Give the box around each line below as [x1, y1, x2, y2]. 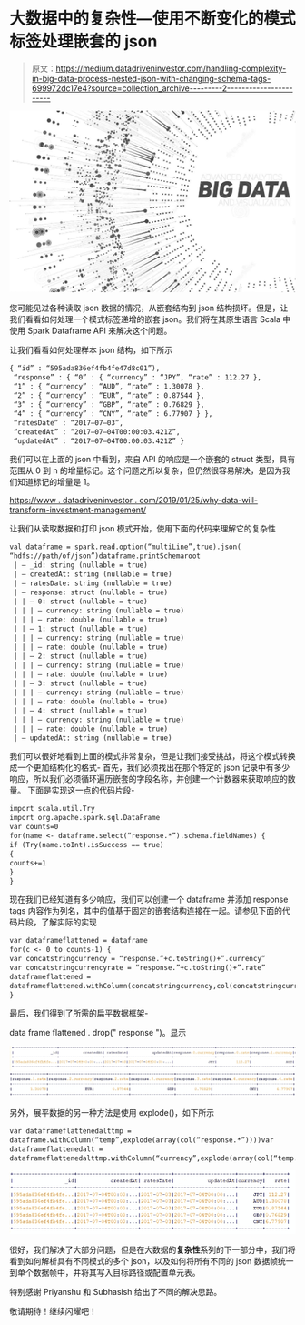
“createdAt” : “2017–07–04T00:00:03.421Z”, [13, 427, 181, 437]
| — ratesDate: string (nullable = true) [13, 579, 172, 588]
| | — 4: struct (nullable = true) [13, 706, 148, 715]
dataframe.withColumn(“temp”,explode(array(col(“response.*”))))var [9, 1136, 274, 1145]
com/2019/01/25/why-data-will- [139, 494, 259, 505]
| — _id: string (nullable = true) [13, 561, 148, 570]
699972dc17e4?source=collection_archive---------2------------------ [31, 83, 293, 94]
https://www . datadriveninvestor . [9, 494, 138, 505]
